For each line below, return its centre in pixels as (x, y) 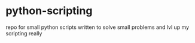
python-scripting (49, 11)
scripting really (24, 33)
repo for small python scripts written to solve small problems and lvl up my (97, 27)
